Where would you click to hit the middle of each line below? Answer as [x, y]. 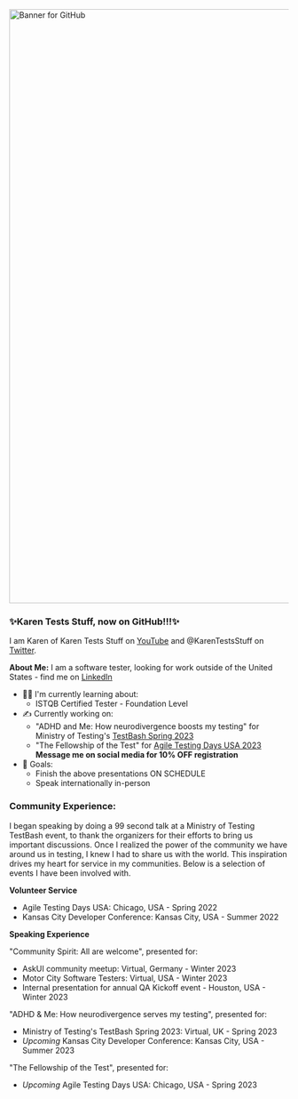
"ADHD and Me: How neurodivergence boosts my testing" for [147, 726]
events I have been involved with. [70, 873]
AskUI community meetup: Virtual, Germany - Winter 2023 [129, 968]
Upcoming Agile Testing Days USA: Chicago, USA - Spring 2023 [139, 1085]
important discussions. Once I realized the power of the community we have [149, 845]
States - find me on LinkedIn [61, 677]
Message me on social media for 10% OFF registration [137, 755]
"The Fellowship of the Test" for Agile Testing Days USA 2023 [148, 745]
